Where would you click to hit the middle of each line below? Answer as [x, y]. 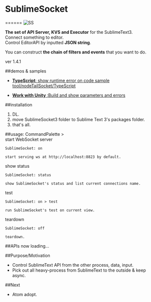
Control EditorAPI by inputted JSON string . [48, 42]
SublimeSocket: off [25, 228]
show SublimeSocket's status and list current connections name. [73, 183]
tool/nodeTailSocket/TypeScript [44, 86]
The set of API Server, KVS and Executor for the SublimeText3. [69, 32]
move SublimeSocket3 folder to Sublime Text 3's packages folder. [78, 119]
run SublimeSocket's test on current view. [50, 210]
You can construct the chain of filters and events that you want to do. [76, 52]
